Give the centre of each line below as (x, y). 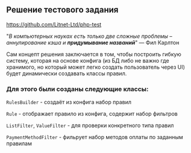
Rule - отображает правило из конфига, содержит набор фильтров (92, 114)
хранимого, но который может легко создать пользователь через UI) (96, 67)
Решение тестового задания (62, 10)
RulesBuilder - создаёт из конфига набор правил (69, 102)
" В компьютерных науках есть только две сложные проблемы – (89, 36)
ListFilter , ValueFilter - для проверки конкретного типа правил (90, 125)
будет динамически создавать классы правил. (67, 73)
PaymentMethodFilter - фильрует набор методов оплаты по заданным (95, 137)
